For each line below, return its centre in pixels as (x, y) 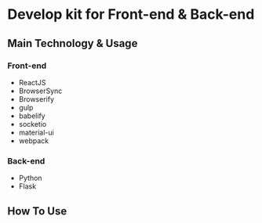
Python (30, 178)
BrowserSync (40, 91)
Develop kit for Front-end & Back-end (131, 14)
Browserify (36, 99)
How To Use (37, 211)
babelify (32, 116)
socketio (33, 124)
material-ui (36, 132)
